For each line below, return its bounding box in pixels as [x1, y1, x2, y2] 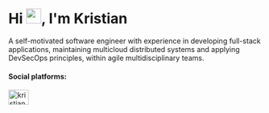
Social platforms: [8, 71, 67, 81]
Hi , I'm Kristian [8, 10, 128, 28]
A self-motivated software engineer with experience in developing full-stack [8, 36, 261, 46]
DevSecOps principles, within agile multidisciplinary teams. [8, 53, 205, 63]
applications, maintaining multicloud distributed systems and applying [8, 44, 240, 54]
